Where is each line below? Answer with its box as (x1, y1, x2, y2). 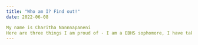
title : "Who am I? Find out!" (6, 8, 81, 15)
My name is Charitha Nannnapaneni (6, 25, 91, 30)
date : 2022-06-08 (6, 14, 49, 20)
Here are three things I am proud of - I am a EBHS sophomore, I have (6, 30, 183, 36)
